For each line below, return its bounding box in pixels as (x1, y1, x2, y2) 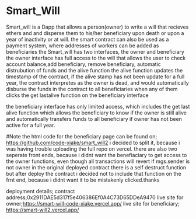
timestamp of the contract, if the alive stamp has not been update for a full (6, 73, 185, 80)
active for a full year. (6, 121, 55, 128)
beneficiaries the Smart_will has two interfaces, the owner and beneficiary (6, 48, 185, 55)
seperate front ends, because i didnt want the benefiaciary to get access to (6, 151, 187, 158)
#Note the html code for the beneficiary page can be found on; (6, 133, 157, 140)
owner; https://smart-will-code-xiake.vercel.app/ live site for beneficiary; (6, 200, 180, 207)
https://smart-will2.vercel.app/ (6, 206, 79, 213)
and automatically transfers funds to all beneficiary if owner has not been (6, 115, 183, 122)
